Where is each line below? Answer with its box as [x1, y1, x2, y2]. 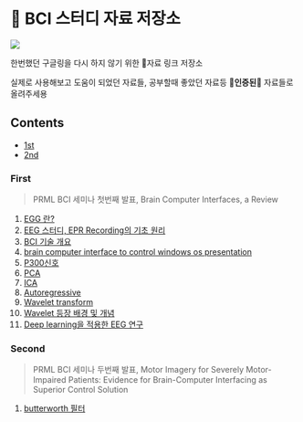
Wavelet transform [23, 297, 94, 308]
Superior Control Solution [32, 385, 129, 396]
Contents [10, 115, 65, 131]
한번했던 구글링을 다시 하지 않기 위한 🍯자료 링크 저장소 [10, 57, 204, 69]
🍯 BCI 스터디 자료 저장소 [10, 8, 182, 29]
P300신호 [23, 258, 59, 269]
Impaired [32, 375, 67, 385]
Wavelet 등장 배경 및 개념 [23, 308, 115, 319]
